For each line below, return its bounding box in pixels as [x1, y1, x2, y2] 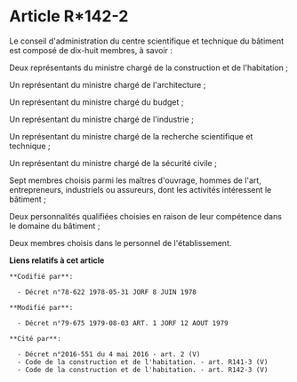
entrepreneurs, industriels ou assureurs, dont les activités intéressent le [9, 184, 272, 195]
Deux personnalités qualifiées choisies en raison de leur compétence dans [9, 211, 283, 221]
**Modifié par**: [9, 303, 74, 312]
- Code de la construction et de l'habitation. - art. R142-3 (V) [17, 365, 269, 374]
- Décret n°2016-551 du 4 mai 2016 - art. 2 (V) [17, 349, 201, 359]
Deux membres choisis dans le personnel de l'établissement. [9, 237, 232, 248]
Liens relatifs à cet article [9, 255, 105, 266]
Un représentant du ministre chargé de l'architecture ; [9, 79, 206, 90]
